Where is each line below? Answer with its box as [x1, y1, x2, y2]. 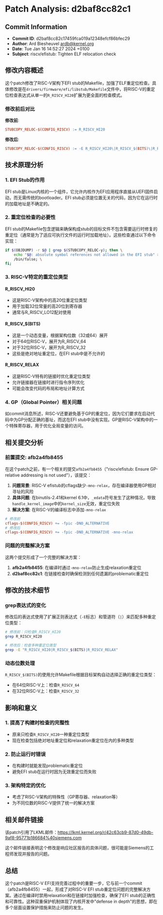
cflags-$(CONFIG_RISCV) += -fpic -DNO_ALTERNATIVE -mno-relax [5, 530, 133, 535]
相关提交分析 [5, 438, 44, 447]
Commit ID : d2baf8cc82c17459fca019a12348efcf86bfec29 [12, 35, 130, 41]
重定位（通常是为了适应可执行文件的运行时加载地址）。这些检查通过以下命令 [5, 232, 156, 238]
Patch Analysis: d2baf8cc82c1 [5, 3, 131, 15]
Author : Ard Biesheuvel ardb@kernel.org [12, 41, 94, 47]
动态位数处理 [5, 660, 35, 667]
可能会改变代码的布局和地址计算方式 [12, 385, 85, 391]
